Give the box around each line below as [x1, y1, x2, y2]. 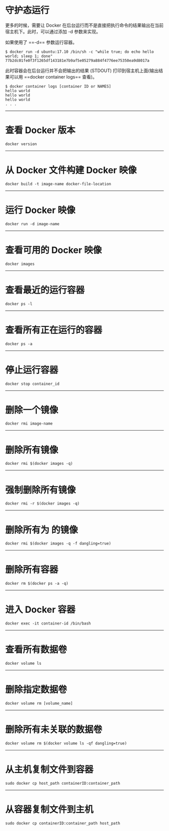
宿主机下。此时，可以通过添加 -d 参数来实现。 [5, 28, 101, 34]
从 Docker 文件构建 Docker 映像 [5, 165, 137, 176]
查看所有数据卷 [5, 644, 67, 655]
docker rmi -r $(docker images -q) [5, 501, 80, 506]
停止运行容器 [5, 364, 59, 376]
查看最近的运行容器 [5, 284, 85, 296]
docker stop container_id [5, 381, 59, 386]
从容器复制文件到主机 [5, 804, 94, 815]
